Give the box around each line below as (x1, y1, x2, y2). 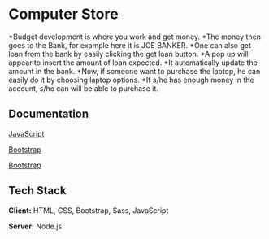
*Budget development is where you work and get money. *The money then (8, 32, 262, 41)
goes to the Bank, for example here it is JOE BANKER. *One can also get (8, 40, 252, 50)
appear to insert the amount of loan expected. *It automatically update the (8, 58, 258, 67)
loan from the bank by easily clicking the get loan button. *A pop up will (8, 49, 249, 59)
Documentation (8, 107, 89, 121)
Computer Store (8, 5, 119, 24)
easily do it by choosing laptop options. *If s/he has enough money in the (8, 75, 254, 85)
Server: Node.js (8, 221, 63, 231)
